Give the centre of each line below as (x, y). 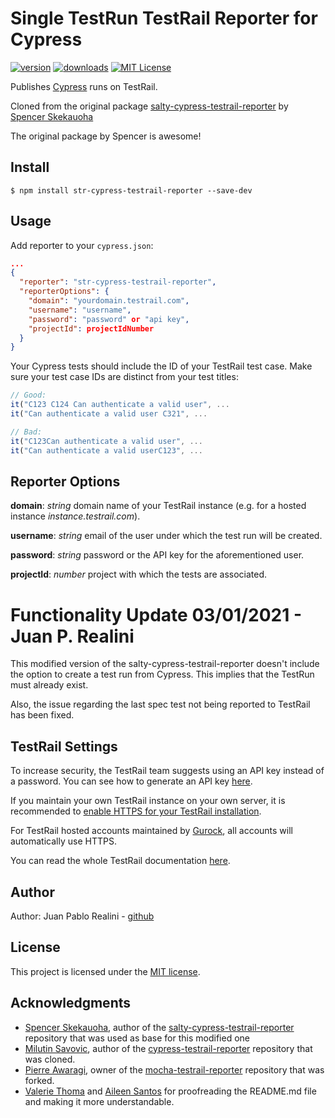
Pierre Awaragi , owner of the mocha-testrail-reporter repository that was (174, 1069)
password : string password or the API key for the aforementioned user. (157, 555)
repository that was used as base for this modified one (137, 1038)
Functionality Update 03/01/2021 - (156, 614)
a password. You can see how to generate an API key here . (131, 781)
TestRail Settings (64, 746)
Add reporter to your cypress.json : (82, 245)
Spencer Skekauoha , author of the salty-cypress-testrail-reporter (159, 1027)
